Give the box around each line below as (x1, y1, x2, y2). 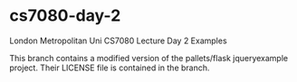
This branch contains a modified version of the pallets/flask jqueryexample (9, 52, 288, 63)
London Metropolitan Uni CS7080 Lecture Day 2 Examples (9, 35, 228, 46)
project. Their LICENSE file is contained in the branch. (9, 62, 210, 73)
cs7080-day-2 (9, 5, 121, 26)
